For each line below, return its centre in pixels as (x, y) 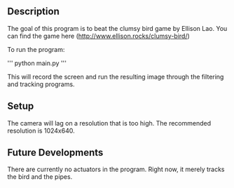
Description (33, 12)
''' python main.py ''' (37, 63)
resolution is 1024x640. (41, 130)
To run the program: (36, 49)
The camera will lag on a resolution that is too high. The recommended (109, 123)
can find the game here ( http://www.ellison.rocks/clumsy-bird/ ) (99, 36)
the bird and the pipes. (40, 177)
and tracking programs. (41, 84)
